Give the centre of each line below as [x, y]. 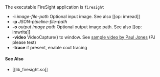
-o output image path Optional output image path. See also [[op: [77, 27]
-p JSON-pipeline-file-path [40, 22]
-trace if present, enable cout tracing [49, 48]
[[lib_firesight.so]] [30, 70]
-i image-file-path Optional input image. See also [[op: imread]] [76, 16]
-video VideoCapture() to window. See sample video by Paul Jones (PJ [84, 37]
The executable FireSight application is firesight [55, 7]
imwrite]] [21, 32]
